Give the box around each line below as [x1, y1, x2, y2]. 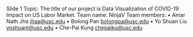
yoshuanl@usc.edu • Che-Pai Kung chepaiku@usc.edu [6, 24, 143, 31]
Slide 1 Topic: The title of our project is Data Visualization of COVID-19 [6, 5, 179, 12]
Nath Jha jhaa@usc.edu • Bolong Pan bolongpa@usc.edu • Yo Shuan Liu [6, 18, 187, 24]
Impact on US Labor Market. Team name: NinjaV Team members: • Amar [6, 11, 186, 18]
